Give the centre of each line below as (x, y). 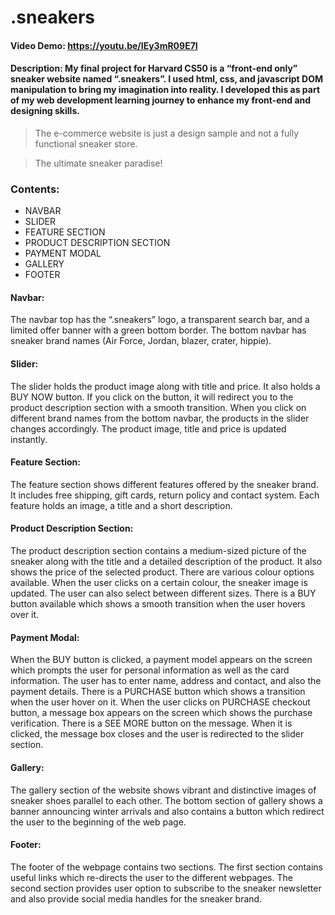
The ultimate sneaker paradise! (98, 163)
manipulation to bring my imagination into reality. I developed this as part (165, 90)
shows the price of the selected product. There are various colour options (162, 572)
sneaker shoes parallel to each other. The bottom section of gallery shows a (166, 800)
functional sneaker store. (86, 143)
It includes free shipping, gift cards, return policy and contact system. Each (165, 495)
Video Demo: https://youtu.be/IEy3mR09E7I (104, 45)
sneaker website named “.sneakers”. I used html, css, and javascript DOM (167, 79)
